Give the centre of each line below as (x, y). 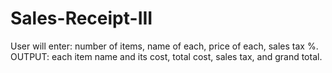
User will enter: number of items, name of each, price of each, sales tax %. (164, 46)
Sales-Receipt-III (81, 18)
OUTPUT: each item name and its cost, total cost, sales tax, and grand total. (166, 56)
